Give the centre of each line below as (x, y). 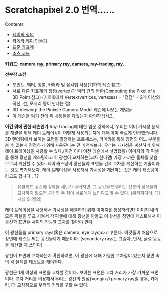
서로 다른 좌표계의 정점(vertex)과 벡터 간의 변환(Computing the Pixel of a (84, 91)
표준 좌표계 (23, 47)
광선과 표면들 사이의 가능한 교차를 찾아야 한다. (50, 222)
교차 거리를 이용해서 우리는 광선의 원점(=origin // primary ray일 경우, (83, 278)
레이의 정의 (23, 34)
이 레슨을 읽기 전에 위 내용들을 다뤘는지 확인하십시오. (63, 116)
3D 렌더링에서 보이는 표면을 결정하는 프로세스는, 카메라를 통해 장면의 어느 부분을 (83, 139)
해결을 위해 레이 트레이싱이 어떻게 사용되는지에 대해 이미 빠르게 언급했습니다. (84, 133)
